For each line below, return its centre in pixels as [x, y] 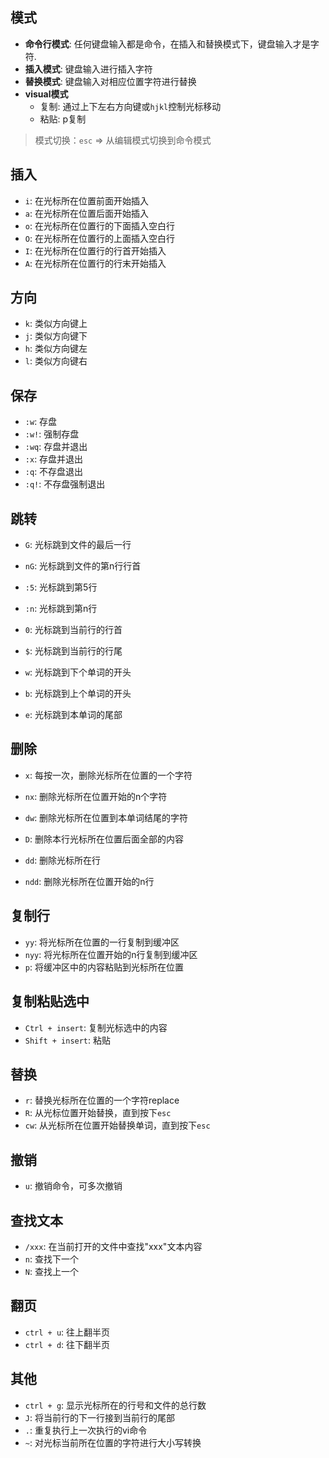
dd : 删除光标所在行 [63, 860]
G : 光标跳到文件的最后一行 [78, 545]
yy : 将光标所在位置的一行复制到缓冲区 [102, 942]
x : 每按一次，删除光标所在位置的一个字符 [108, 775]
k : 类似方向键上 [56, 324]
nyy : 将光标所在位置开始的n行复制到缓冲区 [111, 954]
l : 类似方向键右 [56, 361]
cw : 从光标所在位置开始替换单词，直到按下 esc [117, 1125]
